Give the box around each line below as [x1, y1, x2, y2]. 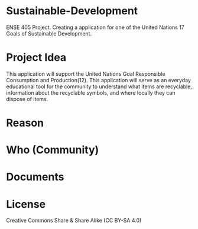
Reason [6, 117, 44, 130]
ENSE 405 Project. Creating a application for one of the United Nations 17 [6, 24, 185, 31]
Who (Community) [6, 143, 99, 157]
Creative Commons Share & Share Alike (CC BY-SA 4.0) [6, 217, 142, 224]
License [6, 197, 46, 211]
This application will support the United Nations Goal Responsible [6, 70, 165, 78]
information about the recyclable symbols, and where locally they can [6, 89, 176, 96]
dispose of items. [6, 95, 48, 102]
